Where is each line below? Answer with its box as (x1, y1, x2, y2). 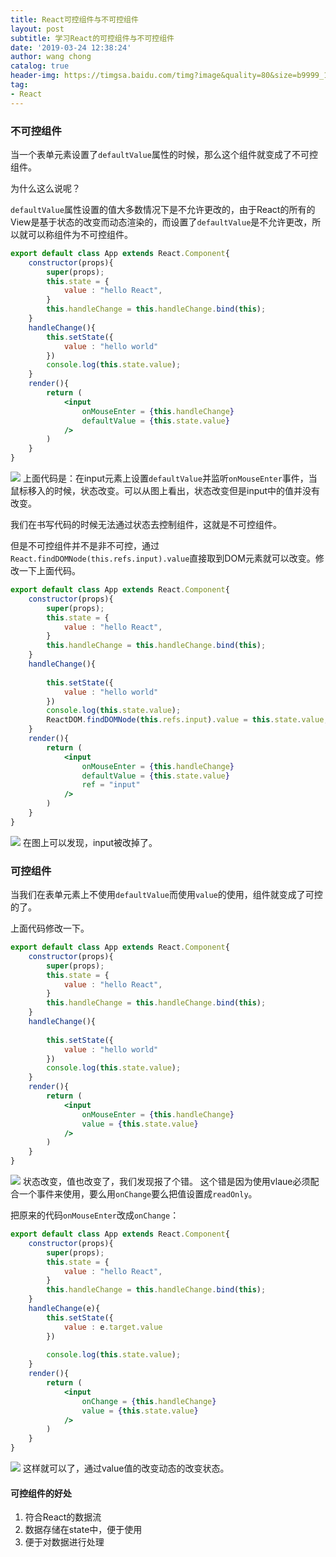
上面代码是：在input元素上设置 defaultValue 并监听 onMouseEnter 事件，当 (22, 472, 318, 485)
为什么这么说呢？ (10, 182, 81, 194)
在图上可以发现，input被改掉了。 (22, 836, 158, 848)
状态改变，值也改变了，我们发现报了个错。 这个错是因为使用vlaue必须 (22, 1176, 311, 1188)
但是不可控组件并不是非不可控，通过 (10, 540, 160, 552)
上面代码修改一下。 (10, 922, 90, 935)
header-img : (10, 71, 60, 81)
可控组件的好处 (10, 1487, 72, 1499)
